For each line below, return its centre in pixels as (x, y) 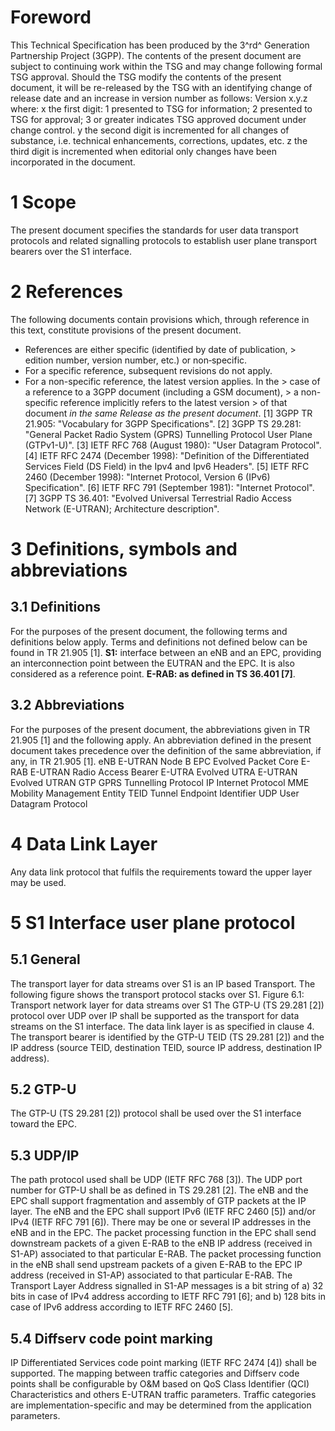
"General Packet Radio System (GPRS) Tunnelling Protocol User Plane (168, 434)
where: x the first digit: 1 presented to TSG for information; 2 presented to (161, 108)
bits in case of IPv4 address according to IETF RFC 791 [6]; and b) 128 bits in (168, 1297)
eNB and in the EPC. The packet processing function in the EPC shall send (163, 1233)
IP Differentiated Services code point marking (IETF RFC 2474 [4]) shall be (163, 1362)
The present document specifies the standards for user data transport (154, 230)
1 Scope (43, 202)
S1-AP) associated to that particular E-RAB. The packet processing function (166, 1254)
